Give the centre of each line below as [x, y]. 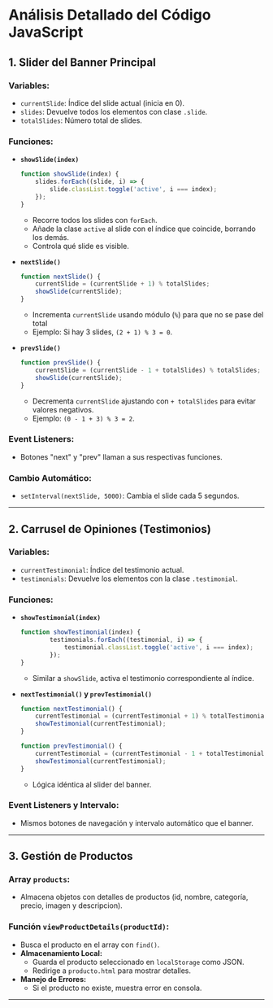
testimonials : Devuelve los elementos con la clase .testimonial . [129, 578]
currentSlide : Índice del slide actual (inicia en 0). [102, 103]
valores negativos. [63, 409]
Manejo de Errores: [53, 979]
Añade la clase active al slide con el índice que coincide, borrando [144, 229]
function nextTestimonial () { [71, 709]
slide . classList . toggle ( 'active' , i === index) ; [134, 189]
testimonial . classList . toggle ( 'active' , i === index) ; [159, 647]
